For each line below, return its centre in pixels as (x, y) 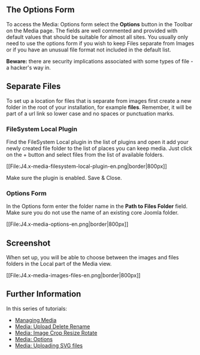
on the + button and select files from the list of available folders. (85, 154)
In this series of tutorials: (37, 308)
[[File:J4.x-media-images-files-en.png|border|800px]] (73, 276)
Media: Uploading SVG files (49, 345)
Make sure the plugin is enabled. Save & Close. (64, 177)
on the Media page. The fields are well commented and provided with (92, 30)
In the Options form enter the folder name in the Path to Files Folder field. (97, 206)
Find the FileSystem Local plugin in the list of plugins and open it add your (97, 142)
